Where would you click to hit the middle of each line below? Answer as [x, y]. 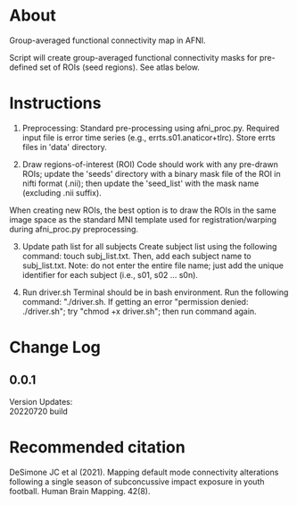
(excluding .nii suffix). [62, 192]
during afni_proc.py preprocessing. [74, 229]
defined [24, 67]
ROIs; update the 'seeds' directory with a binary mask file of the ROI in [151, 173]
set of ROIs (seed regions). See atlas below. [120, 67]
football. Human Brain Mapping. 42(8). [80, 491]
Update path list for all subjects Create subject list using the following [149, 246]
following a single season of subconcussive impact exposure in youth [137, 481]
